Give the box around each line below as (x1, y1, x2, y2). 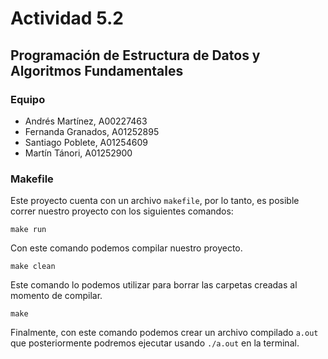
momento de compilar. (10, 290, 103, 302)
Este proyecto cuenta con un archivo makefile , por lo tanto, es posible (10, 195, 300, 207)
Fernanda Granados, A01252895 (24, 125, 160, 137)
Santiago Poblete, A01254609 (24, 136, 148, 148)
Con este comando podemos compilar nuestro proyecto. (10, 242, 243, 254)
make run (10, 225, 47, 235)
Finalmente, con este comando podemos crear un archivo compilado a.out (10, 327, 319, 339)
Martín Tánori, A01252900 (24, 147, 133, 159)
